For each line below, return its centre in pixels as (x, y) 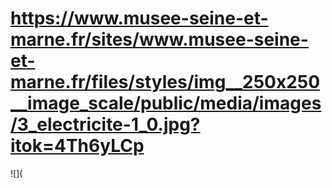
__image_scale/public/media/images (166, 103)
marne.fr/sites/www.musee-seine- (159, 39)
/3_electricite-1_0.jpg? (105, 124)
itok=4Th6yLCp (77, 146)
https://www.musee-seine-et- (139, 18)
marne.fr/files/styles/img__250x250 (165, 82)
